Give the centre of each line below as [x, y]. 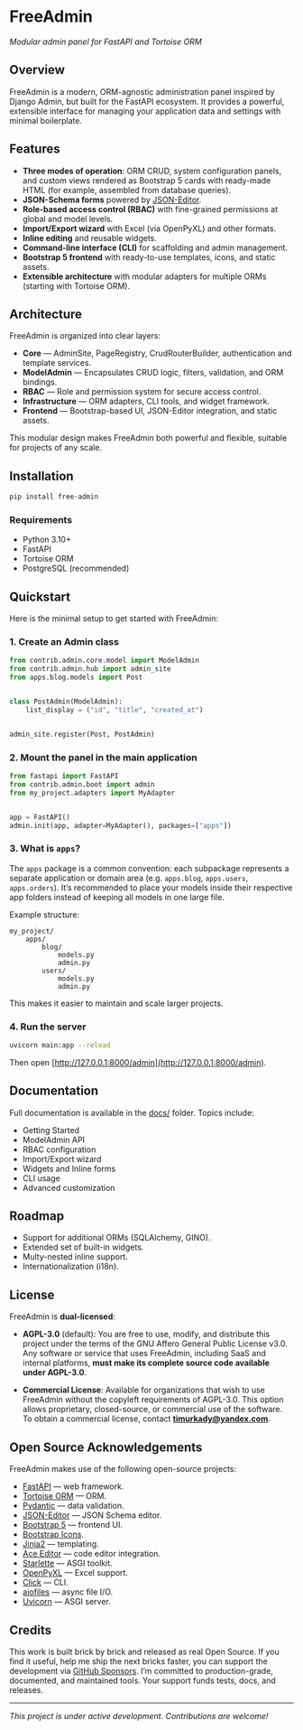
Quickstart [40, 596]
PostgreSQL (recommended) [76, 568]
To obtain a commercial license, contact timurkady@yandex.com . [146, 1418]
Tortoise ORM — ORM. [64, 1496]
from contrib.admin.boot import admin [82, 784]
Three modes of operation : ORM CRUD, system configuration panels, [152, 171]
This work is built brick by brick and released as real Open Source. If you [144, 1651]
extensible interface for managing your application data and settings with [145, 111]
